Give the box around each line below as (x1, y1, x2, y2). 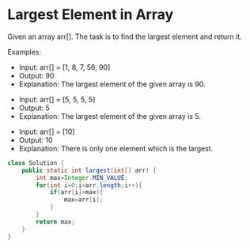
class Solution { (7, 158, 65, 167)
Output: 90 (18, 71, 55, 80)
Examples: (7, 47, 41, 56)
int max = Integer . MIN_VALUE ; (36, 174, 128, 181)
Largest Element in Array (7, 6, 174, 24)
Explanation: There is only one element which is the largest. (18, 143, 214, 153)
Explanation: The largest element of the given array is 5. (18, 111, 201, 120)
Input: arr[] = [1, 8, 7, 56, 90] (18, 62, 111, 72)
